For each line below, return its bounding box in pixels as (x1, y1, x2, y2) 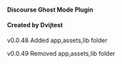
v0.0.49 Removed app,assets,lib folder (7, 49, 116, 57)
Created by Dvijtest (7, 21, 63, 29)
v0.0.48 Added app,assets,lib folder (7, 36, 108, 44)
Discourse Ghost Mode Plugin (7, 5, 93, 14)
